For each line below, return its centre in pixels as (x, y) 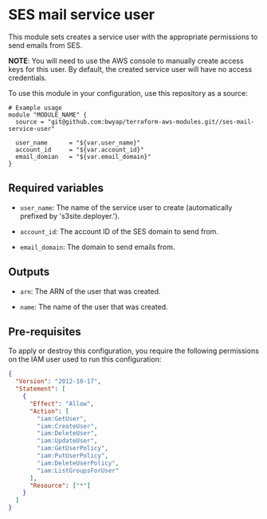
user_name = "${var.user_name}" (78, 143)
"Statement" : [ (41, 389)
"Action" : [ (49, 411)
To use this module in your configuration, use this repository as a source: (128, 93)
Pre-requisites (45, 332)
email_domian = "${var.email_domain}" (83, 156)
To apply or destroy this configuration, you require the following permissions (133, 351)
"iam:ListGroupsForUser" (78, 470)
